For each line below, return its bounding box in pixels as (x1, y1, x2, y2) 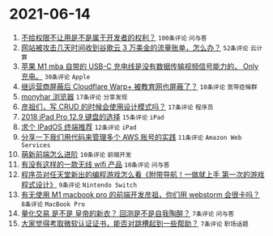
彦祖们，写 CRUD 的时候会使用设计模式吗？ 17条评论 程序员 (20, 102, 214, 112)
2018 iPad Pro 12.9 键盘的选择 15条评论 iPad (20, 112, 164, 121)
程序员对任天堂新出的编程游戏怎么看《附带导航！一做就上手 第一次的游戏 (20, 169, 265, 179)
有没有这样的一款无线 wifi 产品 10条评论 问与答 (20, 159, 170, 169)
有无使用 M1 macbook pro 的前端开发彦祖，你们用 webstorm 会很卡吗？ (20, 189, 260, 199)
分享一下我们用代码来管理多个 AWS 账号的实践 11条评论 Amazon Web (20, 132, 242, 141)
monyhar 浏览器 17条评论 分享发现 (20, 91, 128, 101)
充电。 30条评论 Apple (20, 71, 91, 81)
